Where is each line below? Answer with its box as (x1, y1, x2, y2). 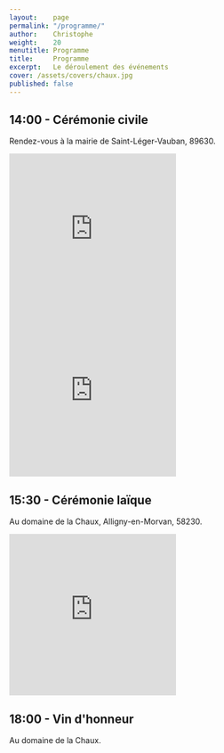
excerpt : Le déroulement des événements (9, 63, 169, 72)
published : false (9, 79, 74, 88)
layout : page (9, 12, 69, 22)
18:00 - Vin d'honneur (9, 711, 134, 726)
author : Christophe (9, 29, 93, 38)
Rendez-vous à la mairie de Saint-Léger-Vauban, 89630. (9, 135, 216, 147)
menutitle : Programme (9, 46, 90, 55)
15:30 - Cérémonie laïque (9, 492, 152, 508)
